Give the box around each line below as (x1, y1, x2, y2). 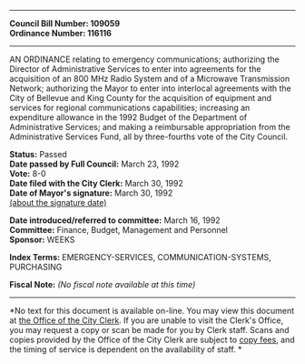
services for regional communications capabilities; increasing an (9, 102, 251, 113)
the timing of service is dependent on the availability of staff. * (9, 344, 242, 355)
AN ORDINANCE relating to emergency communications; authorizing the (9, 54, 280, 65)
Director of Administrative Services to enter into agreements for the (9, 64, 261, 74)
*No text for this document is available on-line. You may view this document (9, 306, 295, 316)
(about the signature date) (9, 197, 107, 207)
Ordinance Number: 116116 (9, 28, 112, 38)
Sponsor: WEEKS (9, 234, 75, 245)
